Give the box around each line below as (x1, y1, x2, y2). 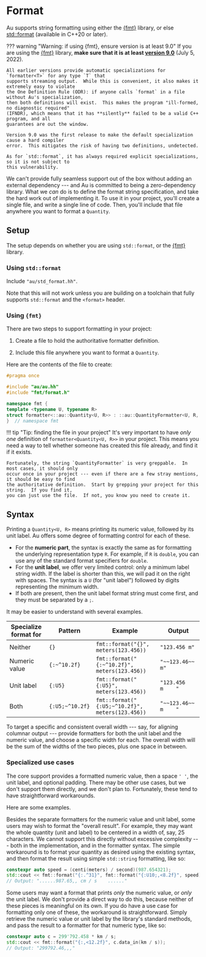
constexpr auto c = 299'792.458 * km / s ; (6, 934, 116, 940)
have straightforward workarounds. (6, 792, 96, 799)
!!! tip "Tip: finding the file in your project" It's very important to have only (6, 429, 191, 436)
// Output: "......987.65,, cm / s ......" (6, 878, 128, 885)
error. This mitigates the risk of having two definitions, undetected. (6, 143, 199, 149)
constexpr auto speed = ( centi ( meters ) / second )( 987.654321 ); (6, 867, 172, 873)
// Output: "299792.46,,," (6, 945, 75, 951)
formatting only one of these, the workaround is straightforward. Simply (6, 908, 188, 916)
